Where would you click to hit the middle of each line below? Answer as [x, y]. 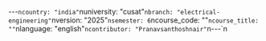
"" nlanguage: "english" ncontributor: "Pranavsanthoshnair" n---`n [118, 29]
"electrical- [198, 12]
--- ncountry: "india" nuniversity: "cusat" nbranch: [91, 12]
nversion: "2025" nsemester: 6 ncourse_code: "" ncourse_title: [155, 20]
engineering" [30, 21]
